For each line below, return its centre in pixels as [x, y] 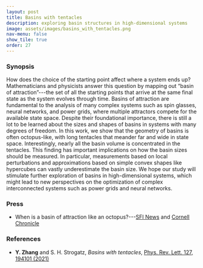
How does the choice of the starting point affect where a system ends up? [98, 79]
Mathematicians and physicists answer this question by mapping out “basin [100, 86]
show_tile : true [27, 40]
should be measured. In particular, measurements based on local [87, 157]
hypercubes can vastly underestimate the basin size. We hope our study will [101, 169]
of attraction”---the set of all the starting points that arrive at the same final [100, 92]
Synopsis [20, 66]
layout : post [23, 12]
